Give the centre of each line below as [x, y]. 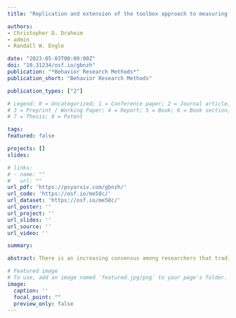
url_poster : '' [29, 207]
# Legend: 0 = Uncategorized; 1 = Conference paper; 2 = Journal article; [119, 104]
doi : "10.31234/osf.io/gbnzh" [52, 65]
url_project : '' [31, 213]
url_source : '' [29, 226]
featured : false [31, 136]
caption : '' [31, 291]
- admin [19, 39]
